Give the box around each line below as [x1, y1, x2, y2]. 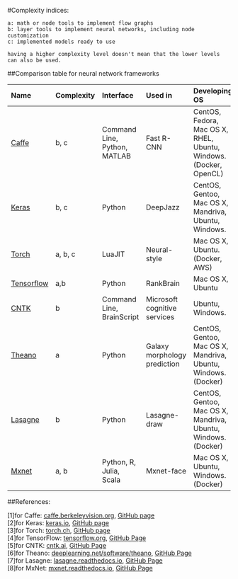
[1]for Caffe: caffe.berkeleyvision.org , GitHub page [7, 511, 155, 520]
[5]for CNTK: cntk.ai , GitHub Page [7, 541, 107, 549]
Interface [101, 91, 134, 100]
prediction [146, 359, 180, 369]
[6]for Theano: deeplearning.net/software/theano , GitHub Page [7, 549, 193, 557]
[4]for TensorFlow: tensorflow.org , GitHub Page [7, 534, 147, 542]
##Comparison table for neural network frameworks [7, 69, 159, 77]
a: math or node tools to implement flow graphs [7, 20, 154, 27]
